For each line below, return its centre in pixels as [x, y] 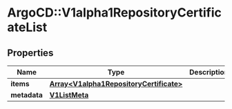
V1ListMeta [69, 95]
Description [209, 72]
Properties [30, 53]
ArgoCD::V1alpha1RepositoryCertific [115, 13]
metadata [27, 95]
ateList [27, 27]
